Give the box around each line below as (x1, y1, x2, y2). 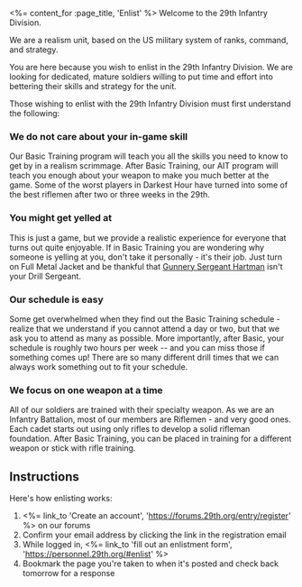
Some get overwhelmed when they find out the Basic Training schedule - (9, 313, 281, 324)
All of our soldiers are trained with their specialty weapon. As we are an (9, 405, 275, 416)
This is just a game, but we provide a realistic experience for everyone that (9, 232, 287, 243)
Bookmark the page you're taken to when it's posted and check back (22, 558, 279, 569)
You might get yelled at (9, 212, 113, 225)
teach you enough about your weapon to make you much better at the (9, 170, 270, 181)
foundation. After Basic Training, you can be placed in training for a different (9, 433, 292, 445)
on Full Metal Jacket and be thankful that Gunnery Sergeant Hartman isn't (9, 261, 283, 271)
